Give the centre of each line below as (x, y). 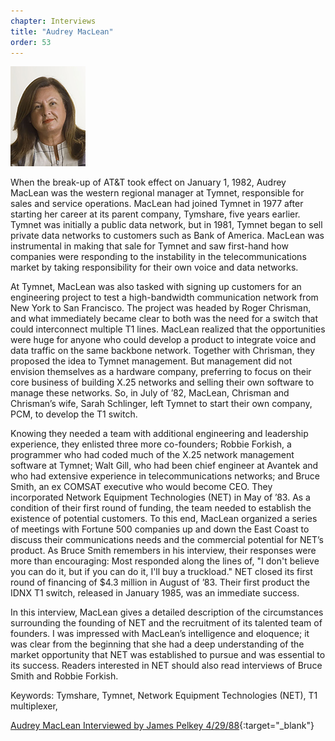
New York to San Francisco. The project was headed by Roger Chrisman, (161, 308)
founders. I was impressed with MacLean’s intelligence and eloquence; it (160, 634)
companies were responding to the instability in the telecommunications (158, 257)
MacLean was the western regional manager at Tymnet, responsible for (157, 193)
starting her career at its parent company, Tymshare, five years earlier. (155, 214)
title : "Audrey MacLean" (62, 31)
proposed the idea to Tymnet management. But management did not (151, 361)
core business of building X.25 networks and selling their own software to (162, 382)
